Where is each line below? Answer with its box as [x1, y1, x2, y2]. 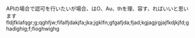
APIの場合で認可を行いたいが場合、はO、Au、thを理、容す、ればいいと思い [6, 5, 189, 12]
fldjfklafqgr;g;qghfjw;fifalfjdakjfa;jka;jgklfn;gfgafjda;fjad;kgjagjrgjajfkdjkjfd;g [6, 19, 189, 26]
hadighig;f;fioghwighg [6, 25, 60, 32]
